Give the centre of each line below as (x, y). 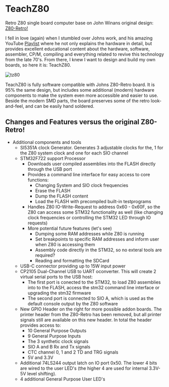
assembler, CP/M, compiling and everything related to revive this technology (85, 54)
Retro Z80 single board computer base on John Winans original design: (79, 23)
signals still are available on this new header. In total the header (86, 320)
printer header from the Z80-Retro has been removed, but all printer (91, 314)
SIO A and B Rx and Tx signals (59, 346)
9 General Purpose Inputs (54, 336)
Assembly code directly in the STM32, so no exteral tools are (99, 250)
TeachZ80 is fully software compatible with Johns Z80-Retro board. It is (80, 85)
